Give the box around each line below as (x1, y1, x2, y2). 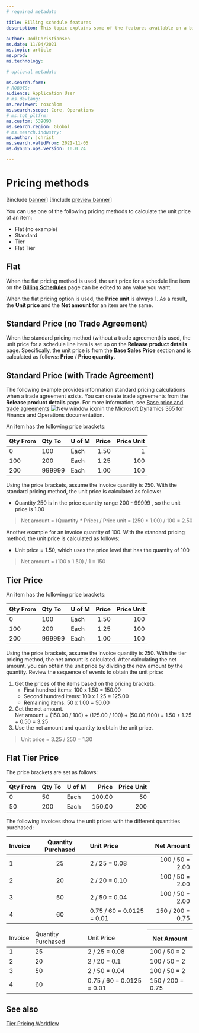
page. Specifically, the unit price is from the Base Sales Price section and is (6, 347, 191, 354)
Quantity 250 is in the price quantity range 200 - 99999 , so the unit (14, 499, 181, 506)
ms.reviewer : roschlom (6, 102, 62, 107)
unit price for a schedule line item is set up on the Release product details (6, 341, 188, 348)
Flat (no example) (14, 225, 58, 232)
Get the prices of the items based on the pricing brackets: (14, 680, 156, 687)
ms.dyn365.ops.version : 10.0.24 (6, 146, 86, 152)
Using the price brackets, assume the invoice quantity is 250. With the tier (6, 649, 187, 657)
